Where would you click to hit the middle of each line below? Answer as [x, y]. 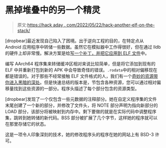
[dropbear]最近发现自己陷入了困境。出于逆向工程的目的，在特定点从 [75, 41]
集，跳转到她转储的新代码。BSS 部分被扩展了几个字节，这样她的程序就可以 [82, 118]
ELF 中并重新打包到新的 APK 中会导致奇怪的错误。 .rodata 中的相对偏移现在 [81, 70]
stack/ [24, 30]
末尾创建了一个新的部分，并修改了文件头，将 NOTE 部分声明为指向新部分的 [82, 105]
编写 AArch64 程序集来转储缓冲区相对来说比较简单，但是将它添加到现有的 [80, 64]
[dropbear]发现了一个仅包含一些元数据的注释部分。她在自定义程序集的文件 [81, 99]
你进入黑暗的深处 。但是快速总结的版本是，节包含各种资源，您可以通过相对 [81, 82]
